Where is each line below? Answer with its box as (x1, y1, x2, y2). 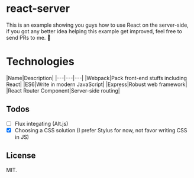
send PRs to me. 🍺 (6, 34, 51, 41)
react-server (6, 2, 70, 15)
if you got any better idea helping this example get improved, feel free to (6, 27, 182, 34)
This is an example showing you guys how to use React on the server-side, (6, 21, 189, 28)
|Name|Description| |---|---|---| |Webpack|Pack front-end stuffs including (6, 74, 187, 81)
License (6, 151, 36, 161)
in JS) (14, 133, 30, 141)
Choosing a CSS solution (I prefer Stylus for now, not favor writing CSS (14, 126, 187, 133)
